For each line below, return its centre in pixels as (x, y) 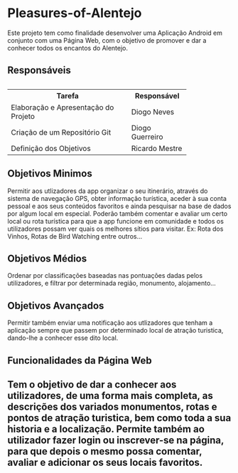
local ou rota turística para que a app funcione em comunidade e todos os (115, 221)
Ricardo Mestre (157, 148)
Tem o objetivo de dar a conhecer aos (92, 384)
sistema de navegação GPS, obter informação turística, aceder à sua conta (117, 198)
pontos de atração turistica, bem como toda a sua (119, 418)
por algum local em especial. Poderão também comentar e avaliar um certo (118, 213)
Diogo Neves (153, 112)
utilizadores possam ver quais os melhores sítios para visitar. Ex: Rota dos (115, 229)
